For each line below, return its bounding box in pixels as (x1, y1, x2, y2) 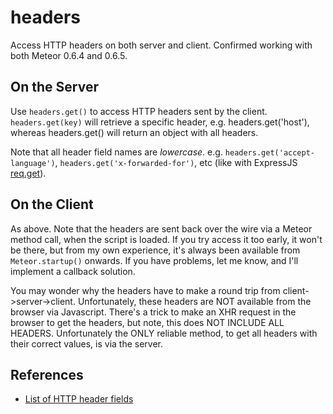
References (10, 366, 84, 383)
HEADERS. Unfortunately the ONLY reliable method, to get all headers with (10, 327, 318, 339)
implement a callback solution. (10, 265, 136, 277)
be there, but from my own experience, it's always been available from (10, 244, 301, 256)
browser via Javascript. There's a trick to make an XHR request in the (10, 306, 297, 318)
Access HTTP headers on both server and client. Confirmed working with (10, 39, 313, 51)
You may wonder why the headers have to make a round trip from (10, 284, 281, 296)
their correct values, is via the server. (10, 337, 164, 350)
